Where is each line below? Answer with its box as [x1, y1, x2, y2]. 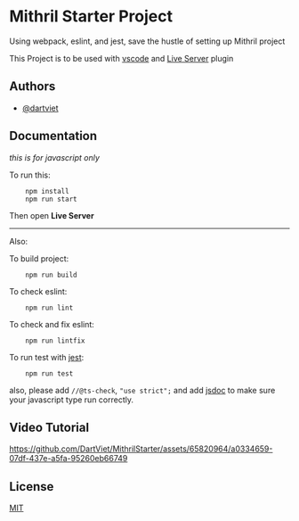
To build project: [9, 252, 69, 264]
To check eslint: [9, 285, 68, 296]
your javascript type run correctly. [9, 394, 134, 405]
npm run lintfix [25, 336, 86, 345]
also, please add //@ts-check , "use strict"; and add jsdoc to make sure [9, 385, 276, 395]
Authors [9, 79, 56, 95]
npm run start [25, 194, 77, 203]
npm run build [25, 270, 77, 279]
